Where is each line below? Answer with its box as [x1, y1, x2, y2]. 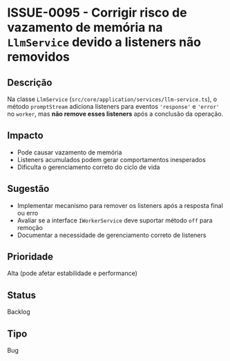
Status [7, 289, 37, 301]
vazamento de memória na [7, 19, 164, 35]
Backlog [7, 308, 31, 316]
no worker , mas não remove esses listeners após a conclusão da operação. [7, 109, 224, 118]
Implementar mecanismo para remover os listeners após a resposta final [17, 201, 223, 209]
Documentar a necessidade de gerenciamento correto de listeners [17, 231, 207, 239]
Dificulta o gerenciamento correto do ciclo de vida [17, 163, 160, 171]
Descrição [7, 76, 52, 88]
